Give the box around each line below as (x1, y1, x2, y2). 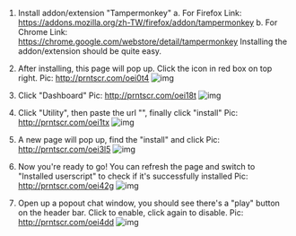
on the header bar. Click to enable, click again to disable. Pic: (17, 207, 244, 218)
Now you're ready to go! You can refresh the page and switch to (17, 162, 256, 171)
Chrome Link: (17, 27, 68, 37)
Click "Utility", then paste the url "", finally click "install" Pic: (17, 108, 239, 118)
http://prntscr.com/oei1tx (17, 117, 110, 127)
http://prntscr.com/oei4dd (17, 217, 115, 227)
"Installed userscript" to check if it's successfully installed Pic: (17, 170, 248, 181)
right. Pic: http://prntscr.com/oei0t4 (17, 73, 150, 83)
